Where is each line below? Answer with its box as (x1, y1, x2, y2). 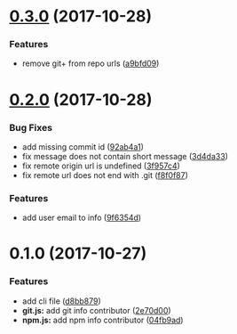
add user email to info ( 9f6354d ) (21, 212, 142, 224)
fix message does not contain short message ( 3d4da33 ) (21, 151, 229, 161)
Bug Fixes (9, 121, 53, 134)
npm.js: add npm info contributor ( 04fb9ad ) (21, 314, 184, 325)
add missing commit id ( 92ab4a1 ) (21, 141, 145, 152)
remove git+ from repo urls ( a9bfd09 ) (21, 58, 160, 69)
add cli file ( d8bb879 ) (21, 296, 102, 306)
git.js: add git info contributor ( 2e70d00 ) (21, 305, 171, 315)
